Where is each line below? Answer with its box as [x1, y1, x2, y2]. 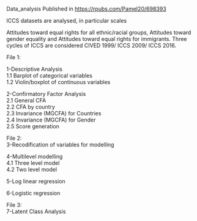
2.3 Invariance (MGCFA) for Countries [6, 110, 102, 117]
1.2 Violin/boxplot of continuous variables [6, 79, 111, 85]
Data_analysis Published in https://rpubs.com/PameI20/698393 [6, 5, 166, 12]
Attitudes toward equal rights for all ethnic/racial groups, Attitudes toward [6, 29, 191, 36]
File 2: [6, 134, 22, 142]
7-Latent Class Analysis [6, 208, 66, 215]
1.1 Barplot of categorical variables [6, 72, 93, 79]
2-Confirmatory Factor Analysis [6, 90, 86, 97]
